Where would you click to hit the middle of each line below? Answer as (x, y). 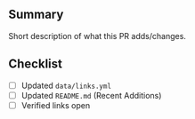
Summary (36, 15)
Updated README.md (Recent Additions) (91, 95)
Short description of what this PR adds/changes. (97, 36)
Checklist (36, 64)
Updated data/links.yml (66, 85)
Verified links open (56, 105)
